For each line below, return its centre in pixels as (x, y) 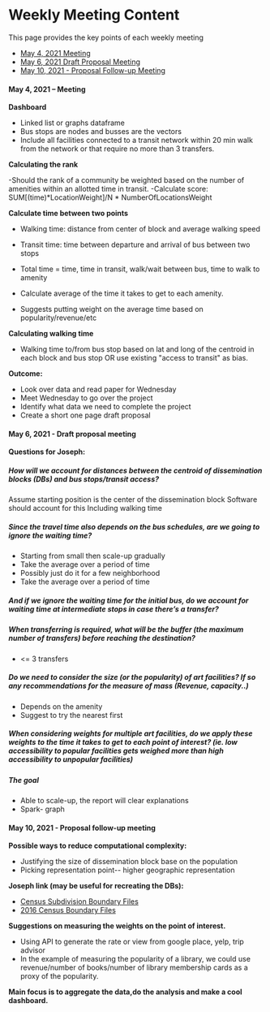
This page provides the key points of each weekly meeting (106, 37)
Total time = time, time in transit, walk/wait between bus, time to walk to (140, 269)
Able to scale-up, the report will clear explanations (104, 800)
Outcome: (26, 374)
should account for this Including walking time (85, 508)
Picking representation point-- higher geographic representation (127, 870)
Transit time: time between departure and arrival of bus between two (135, 244)
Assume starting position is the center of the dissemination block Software (133, 500)
